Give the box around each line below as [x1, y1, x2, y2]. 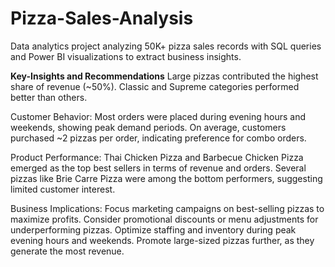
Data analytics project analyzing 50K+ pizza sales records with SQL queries [10, 40, 322, 52]
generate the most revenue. [10, 245, 125, 257]
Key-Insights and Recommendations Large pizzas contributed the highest [10, 70, 319, 82]
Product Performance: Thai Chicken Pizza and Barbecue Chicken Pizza [10, 151, 304, 163]
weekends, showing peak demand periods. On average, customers [10, 121, 287, 133]
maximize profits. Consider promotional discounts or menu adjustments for [10, 213, 319, 225]
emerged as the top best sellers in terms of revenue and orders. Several [10, 162, 307, 174]
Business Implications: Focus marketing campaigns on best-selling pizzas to [10, 202, 325, 214]
